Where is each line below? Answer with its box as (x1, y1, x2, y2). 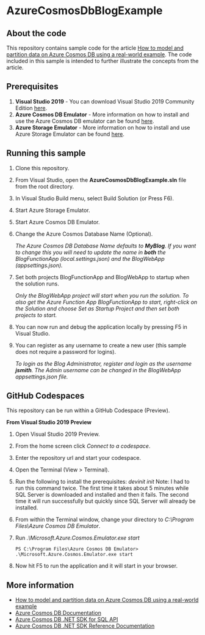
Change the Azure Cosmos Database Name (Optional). (15, 230, 153, 238)
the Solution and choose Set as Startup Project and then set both (15, 304, 180, 312)
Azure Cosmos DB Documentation (15, 609, 102, 617)
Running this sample (6, 148, 86, 159)
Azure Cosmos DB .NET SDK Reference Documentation (15, 622, 155, 629)
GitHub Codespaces (6, 391, 85, 401)
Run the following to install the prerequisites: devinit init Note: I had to (15, 478, 190, 486)
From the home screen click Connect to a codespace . (15, 442, 151, 450)
